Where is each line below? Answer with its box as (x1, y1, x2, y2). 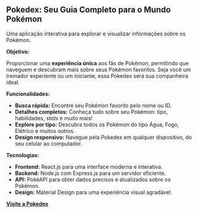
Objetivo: (6, 48, 30, 55)
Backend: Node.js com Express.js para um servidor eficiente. (14, 169, 166, 177)
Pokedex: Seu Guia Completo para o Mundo (6, 5, 171, 15)
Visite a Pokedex (6, 200, 49, 207)
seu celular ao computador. (14, 140, 82, 147)
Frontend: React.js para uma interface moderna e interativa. (14, 163, 163, 170)
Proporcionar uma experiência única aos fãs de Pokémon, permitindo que (6, 59, 189, 66)
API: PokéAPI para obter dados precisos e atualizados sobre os (14, 176, 171, 183)
